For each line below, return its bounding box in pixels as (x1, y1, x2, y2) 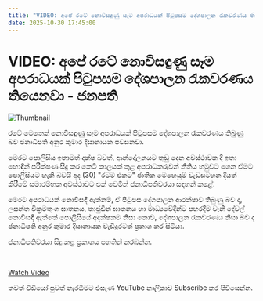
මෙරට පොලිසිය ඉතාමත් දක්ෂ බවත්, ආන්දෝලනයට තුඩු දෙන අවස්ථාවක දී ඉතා (8, 153, 237, 162)
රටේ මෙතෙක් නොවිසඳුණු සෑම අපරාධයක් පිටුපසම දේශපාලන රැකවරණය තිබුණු (8, 129, 244, 138)
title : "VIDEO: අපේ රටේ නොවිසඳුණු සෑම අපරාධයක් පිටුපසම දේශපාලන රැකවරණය (8, 11, 247, 20)
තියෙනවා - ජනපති (8, 87, 118, 104)
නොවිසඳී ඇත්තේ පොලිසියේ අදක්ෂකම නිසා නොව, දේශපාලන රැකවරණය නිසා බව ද (8, 212, 255, 222)
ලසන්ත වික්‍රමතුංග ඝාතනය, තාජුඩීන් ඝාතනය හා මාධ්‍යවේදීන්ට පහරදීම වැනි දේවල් (8, 204, 245, 213)
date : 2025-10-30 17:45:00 (8, 19, 96, 27)
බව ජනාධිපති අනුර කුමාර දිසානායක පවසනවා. (8, 137, 145, 147)
